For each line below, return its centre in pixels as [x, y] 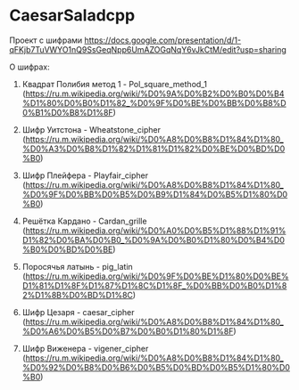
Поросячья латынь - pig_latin [78, 266]
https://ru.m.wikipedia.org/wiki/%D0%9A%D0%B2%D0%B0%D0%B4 [155, 93]
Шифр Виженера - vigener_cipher [85, 348]
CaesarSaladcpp [72, 16]
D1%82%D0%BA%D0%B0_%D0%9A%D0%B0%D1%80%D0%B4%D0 [154, 240]
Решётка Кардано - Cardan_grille [84, 221]
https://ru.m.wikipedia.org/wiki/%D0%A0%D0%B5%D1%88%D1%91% [156, 230]
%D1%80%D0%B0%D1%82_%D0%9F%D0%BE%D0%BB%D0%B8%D [154, 102]
